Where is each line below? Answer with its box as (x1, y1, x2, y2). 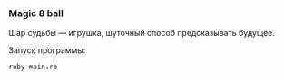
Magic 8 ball (8, 7, 64, 20)
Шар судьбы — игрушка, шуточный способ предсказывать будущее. (8, 28, 276, 39)
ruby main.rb (8, 62, 58, 72)
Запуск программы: (8, 45, 86, 56)
